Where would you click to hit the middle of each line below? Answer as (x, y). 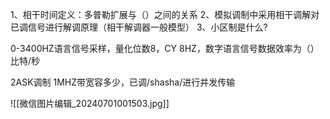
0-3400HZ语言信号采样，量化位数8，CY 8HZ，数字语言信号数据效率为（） (165, 48)
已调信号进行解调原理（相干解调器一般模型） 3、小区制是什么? (139, 27)
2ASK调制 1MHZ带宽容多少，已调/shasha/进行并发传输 (123, 82)
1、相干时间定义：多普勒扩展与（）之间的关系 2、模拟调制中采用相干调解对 (165, 14)
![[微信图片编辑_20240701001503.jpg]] (90, 103)
